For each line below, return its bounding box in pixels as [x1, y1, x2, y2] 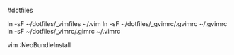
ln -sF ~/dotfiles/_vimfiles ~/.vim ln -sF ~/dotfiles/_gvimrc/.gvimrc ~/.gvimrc [7, 20, 228, 28]
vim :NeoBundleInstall [7, 41, 71, 49]
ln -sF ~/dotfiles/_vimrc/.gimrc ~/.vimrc [7, 28, 121, 35]
